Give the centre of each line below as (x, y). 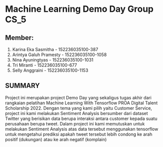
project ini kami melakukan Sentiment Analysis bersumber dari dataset (77, 113)
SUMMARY (23, 86)
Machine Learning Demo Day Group (79, 9)
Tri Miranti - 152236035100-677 (45, 65)
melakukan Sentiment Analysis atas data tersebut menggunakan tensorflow (82, 129)
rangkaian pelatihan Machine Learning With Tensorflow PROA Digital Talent (81, 103)
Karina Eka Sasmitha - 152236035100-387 (55, 49)
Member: (19, 38)
